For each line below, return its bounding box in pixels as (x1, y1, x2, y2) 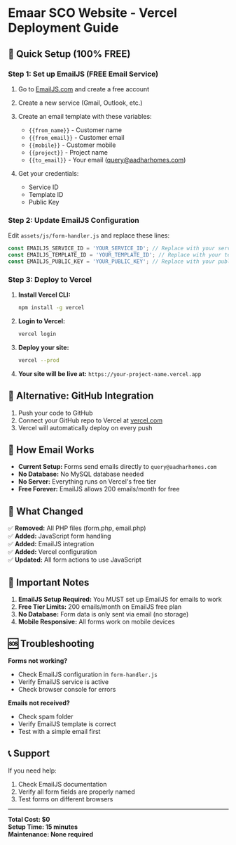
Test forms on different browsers (18, 794, 113, 803)
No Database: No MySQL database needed (18, 470, 144, 479)
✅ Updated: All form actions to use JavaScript (8, 555, 142, 564)
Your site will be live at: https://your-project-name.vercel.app (18, 369, 202, 378)
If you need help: (8, 766, 57, 775)
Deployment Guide (8, 20, 119, 36)
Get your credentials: (18, 169, 79, 177)
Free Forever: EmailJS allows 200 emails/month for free (18, 485, 180, 494)
